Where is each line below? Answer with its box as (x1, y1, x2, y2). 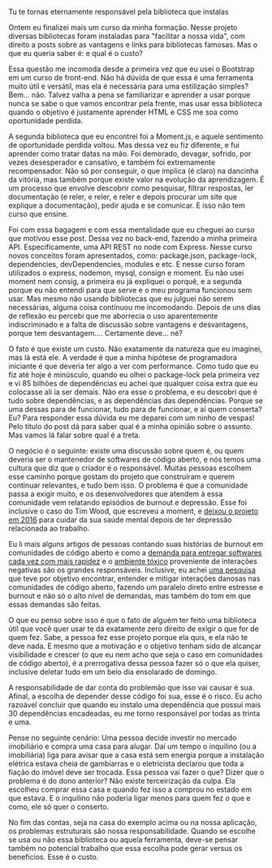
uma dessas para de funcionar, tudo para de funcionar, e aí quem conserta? (8, 405, 262, 414)
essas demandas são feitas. (8, 599, 101, 609)
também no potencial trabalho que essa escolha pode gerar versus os (8, 844, 243, 853)
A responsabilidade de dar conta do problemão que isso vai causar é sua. (8, 683, 255, 692)
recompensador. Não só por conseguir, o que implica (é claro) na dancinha (8, 166, 259, 175)
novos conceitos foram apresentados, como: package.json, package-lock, (8, 251, 257, 260)
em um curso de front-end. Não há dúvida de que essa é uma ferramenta (8, 73, 254, 82)
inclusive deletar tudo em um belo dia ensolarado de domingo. (8, 667, 218, 677)
